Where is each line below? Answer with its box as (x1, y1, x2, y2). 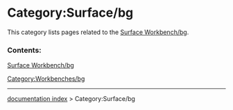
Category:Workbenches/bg (7, 74, 85, 83)
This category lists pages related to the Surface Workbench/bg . (7, 28, 189, 36)
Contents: (7, 45, 42, 55)
